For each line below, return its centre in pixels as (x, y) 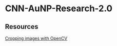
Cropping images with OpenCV (36, 38)
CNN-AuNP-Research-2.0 (59, 9)
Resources (22, 27)
